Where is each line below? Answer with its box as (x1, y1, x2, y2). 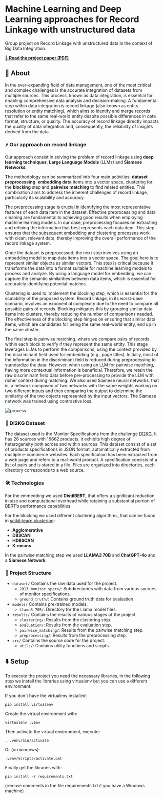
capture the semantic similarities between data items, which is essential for (5, 276, 156, 281)
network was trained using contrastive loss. (5, 399, 93, 404)
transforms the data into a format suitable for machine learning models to (5, 265, 152, 271)
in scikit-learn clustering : (5, 518, 55, 523)
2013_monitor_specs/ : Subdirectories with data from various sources (19, 585, 157, 591)
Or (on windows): (5, 746, 40, 752)
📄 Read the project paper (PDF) (5, 55, 69, 60)
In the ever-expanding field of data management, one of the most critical (5, 82, 151, 88)
